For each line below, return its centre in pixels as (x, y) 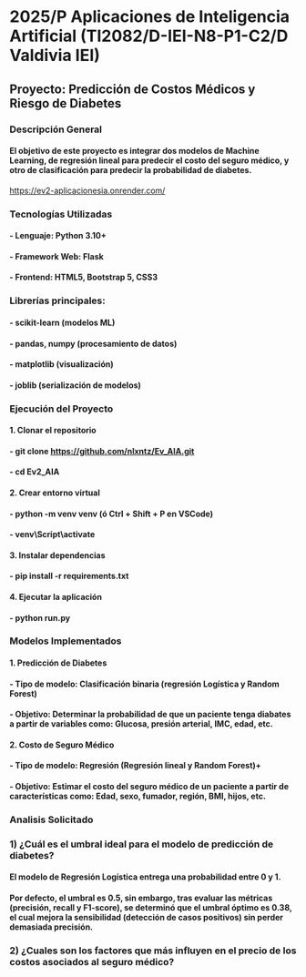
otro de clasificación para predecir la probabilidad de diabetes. (131, 170)
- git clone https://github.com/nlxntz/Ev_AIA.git (102, 451)
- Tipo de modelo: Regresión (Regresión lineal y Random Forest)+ (135, 766)
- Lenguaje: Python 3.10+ (58, 236)
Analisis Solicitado (51, 819)
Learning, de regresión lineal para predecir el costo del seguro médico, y (149, 160)
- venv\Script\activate (52, 534)
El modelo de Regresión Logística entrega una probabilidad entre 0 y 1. (145, 877)
